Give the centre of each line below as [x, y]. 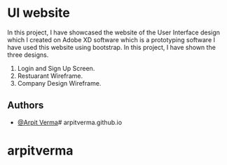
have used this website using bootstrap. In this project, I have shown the [111, 47]
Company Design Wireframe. [59, 83]
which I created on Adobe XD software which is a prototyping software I [111, 39]
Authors [26, 106]
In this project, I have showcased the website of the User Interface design [114, 32]
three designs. [28, 55]
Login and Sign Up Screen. [56, 68]
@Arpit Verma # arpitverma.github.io [70, 122]
